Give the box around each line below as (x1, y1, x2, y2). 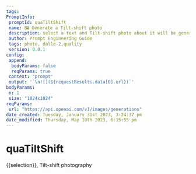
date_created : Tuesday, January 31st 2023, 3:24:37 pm (6, 112, 142, 117)
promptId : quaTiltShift (8, 19, 66, 25)
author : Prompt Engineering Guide (8, 36, 93, 41)
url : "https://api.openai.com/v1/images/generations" (8, 106, 142, 112)
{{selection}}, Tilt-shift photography (6, 162, 92, 169)
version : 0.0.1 (8, 47, 45, 53)
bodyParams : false (11, 62, 57, 69)
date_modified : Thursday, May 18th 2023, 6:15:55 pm (6, 117, 137, 123)
